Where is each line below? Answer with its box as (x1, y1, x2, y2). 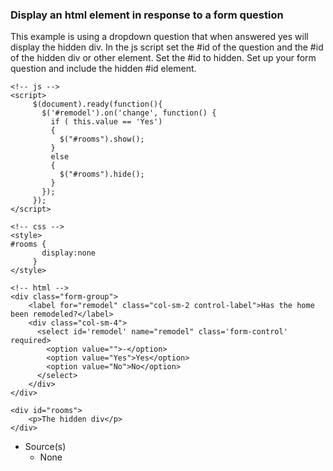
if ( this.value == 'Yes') (50, 117, 163, 127)
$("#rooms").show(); (59, 134, 145, 145)
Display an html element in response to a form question (10, 8, 284, 22)
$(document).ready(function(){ (32, 99, 163, 110)
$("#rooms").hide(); (59, 169, 145, 180)
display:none (41, 248, 97, 258)
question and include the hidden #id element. (10, 63, 197, 75)
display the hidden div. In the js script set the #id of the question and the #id (10, 41, 324, 53)
